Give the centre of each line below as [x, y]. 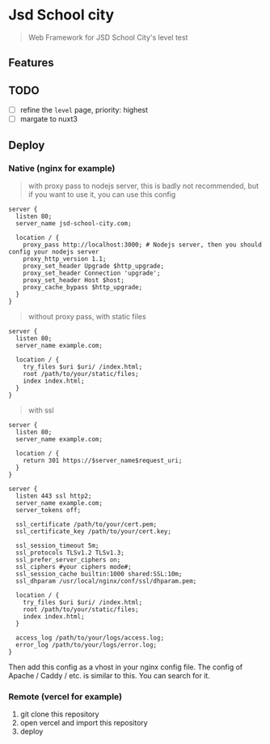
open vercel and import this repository [84, 723]
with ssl [41, 410]
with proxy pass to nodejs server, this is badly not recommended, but [143, 186]
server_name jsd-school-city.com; [74, 223]
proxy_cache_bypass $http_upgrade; [83, 287]
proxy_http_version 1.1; [65, 259]
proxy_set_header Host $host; [74, 280]
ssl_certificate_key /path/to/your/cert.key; [94, 531]
